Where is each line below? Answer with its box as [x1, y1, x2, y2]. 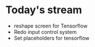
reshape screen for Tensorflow [13, 22, 88, 29]
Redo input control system [13, 28, 77, 35]
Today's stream [5, 3, 82, 17]
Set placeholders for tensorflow [13, 34, 90, 41]
